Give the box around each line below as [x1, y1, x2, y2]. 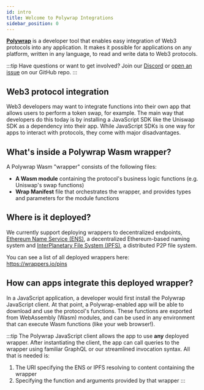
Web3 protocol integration [6, 87, 109, 97]
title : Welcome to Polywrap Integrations [6, 15, 114, 21]
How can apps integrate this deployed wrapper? [6, 278, 194, 289]
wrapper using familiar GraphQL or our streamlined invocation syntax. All [6, 345, 191, 353]
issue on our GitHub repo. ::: [6, 69, 78, 76]
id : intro [6, 9, 32, 15]
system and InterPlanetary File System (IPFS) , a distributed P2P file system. [6, 241, 197, 249]
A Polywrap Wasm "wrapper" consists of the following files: [6, 163, 157, 170]
